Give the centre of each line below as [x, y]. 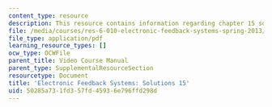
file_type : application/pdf [56, 38]
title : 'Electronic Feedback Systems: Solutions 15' [99, 83]
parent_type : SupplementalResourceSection [81, 68]
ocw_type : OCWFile [39, 53]
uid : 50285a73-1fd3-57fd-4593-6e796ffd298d [83, 91]
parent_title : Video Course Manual [68, 61]
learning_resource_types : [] [57, 46]
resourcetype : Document [49, 76]
